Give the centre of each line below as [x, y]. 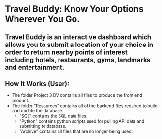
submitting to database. [43, 126]
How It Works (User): [37, 84]
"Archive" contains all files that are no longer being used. [76, 131]
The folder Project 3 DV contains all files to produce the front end [77, 95]
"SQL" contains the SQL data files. [53, 116]
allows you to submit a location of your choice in [79, 45]
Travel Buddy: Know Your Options [74, 9]
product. [21, 101]
